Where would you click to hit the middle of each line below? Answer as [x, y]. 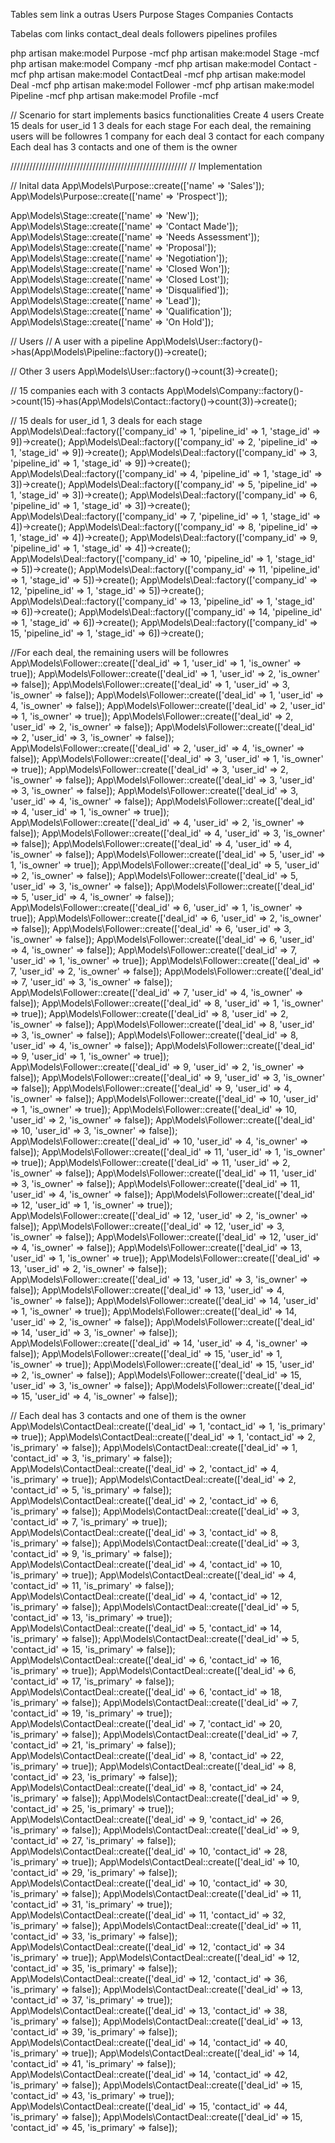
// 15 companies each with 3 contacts [87, 390]
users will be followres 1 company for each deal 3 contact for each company [167, 136]
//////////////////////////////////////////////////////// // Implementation [136, 166]
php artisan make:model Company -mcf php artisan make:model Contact [161, 63]
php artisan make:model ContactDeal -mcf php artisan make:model [167, 74]
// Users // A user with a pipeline [77, 341]
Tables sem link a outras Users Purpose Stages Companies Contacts [152, 14]
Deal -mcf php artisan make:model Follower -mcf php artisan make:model [162, 85]
